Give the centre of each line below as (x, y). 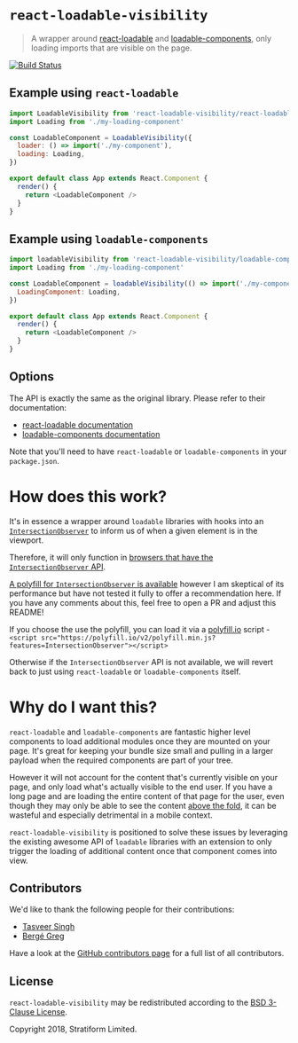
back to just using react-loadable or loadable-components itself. (125, 671)
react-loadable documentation (78, 425)
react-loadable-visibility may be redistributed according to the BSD (138, 1003)
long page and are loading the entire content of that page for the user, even (147, 796)
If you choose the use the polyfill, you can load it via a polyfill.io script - (140, 629)
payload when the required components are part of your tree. (121, 760)
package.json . (34, 460)
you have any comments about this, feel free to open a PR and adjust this (143, 602)
